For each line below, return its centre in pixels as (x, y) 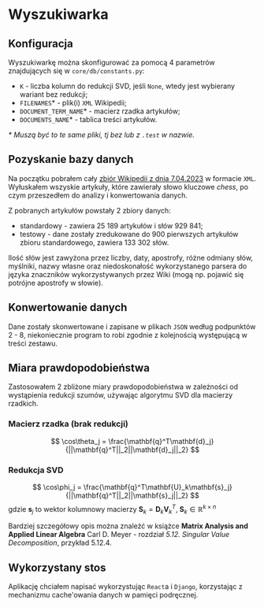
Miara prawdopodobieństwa (79, 368)
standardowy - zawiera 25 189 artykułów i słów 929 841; (111, 225)
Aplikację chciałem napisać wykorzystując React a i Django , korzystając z (125, 587)
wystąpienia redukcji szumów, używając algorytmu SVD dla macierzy (121, 395)
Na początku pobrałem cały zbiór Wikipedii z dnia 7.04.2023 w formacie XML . (132, 178)
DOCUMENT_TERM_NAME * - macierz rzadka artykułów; (100, 111)
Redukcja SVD (36, 470)
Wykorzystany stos (57, 567)
